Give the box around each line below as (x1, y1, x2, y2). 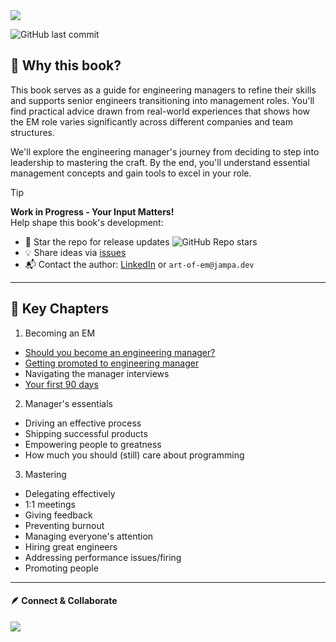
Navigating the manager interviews (24, 367, 170, 379)
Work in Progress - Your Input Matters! (10, 205, 175, 218)
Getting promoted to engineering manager (24, 357, 200, 369)
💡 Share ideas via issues (24, 246, 127, 258)
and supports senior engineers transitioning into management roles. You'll (10, 94, 315, 106)
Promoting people (24, 562, 99, 574)
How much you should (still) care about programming (24, 449, 245, 461)
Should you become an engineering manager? (24, 346, 216, 358)
